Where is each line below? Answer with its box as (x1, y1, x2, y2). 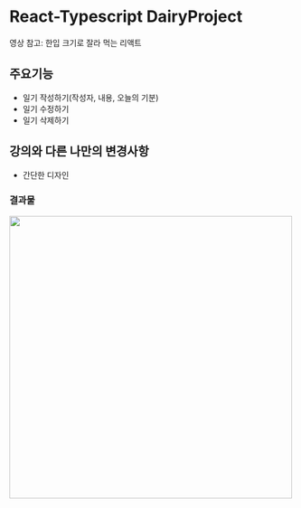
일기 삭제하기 (22, 115, 70, 126)
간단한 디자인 (22, 169, 70, 180)
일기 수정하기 (22, 103, 70, 114)
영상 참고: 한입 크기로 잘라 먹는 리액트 (9, 37, 142, 48)
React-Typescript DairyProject (9, 6, 243, 27)
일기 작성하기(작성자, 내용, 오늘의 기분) (22, 92, 159, 103)
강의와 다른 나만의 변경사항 (9, 144, 149, 159)
